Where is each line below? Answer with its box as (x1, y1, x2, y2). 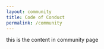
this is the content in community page (6, 36, 99, 44)
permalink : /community (6, 20, 62, 26)
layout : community (6, 8, 52, 15)
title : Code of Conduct (6, 14, 65, 20)
